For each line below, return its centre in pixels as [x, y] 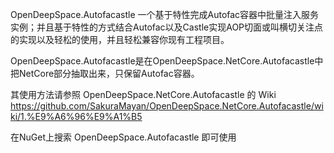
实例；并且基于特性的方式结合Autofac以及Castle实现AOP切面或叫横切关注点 [167, 27]
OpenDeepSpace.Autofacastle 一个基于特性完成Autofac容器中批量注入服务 [165, 14]
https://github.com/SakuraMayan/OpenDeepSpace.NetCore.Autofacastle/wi [167, 106]
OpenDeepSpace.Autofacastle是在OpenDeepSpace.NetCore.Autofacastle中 [167, 61]
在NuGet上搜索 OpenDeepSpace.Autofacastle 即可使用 [123, 137]
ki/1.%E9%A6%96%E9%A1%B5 [76, 116]
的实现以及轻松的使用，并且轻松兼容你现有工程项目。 [120, 39]
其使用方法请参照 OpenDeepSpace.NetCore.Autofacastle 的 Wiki [143, 94]
